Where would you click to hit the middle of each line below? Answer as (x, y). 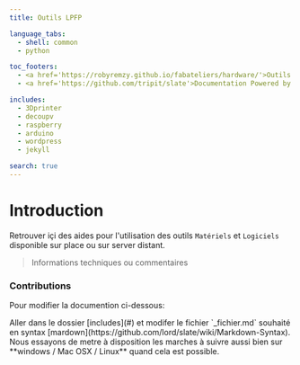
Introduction (57, 211)
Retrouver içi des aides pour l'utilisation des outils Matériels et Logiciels (145, 236)
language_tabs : (38, 34)
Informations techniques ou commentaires (110, 263)
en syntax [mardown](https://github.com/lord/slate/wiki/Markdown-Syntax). (150, 333)
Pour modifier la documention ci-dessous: (87, 306)
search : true (34, 166)
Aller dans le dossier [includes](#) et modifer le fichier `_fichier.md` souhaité (150, 323)
